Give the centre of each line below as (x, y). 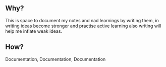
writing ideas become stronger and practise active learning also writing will (83, 26)
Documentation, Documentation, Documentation (56, 59)
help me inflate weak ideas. (34, 31)
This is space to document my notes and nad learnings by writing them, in (82, 20)
